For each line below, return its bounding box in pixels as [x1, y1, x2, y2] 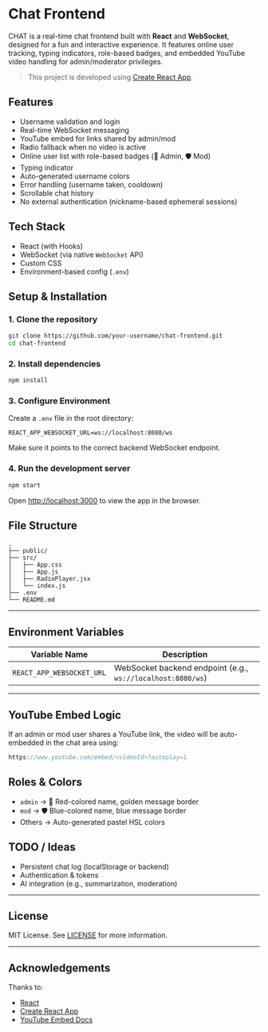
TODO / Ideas [8, 841, 76, 854]
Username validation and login [19, 117, 120, 126]
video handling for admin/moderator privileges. [8, 57, 164, 66]
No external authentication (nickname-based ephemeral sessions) [19, 197, 238, 206]
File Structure [8, 519, 77, 533]
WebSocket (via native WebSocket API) [19, 250, 144, 259]
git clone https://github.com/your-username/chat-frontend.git [8, 332, 223, 340]
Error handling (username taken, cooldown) [19, 179, 164, 189]
